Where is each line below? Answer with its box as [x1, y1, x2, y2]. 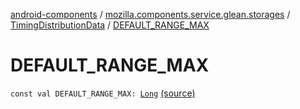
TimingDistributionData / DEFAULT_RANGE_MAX [10, 19, 210, 31]
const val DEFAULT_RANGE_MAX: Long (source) [10, 87, 196, 99]
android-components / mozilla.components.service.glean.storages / [10, 9, 291, 20]
